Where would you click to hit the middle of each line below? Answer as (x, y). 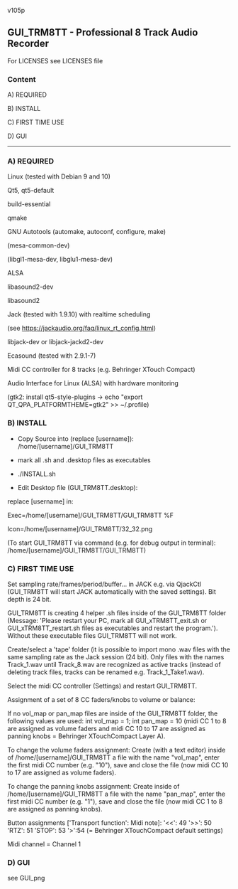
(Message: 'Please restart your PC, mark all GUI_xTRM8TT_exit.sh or (107, 621)
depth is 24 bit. (29, 599)
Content (22, 79)
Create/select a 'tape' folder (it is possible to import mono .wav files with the (119, 649)
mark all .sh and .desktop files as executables (84, 460)
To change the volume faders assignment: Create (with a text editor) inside (117, 750)
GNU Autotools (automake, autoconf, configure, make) (87, 232)
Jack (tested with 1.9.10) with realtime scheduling (79, 314)
